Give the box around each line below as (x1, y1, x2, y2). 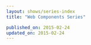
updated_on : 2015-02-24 (6, 30, 65, 36)
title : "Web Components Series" (6, 14, 86, 20)
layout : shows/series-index (6, 8, 76, 15)
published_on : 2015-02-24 (6, 25, 70, 30)
